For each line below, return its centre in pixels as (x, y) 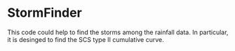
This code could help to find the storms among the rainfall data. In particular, (118, 32)
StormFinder (45, 13)
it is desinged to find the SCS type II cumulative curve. (86, 39)
